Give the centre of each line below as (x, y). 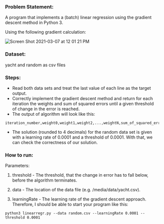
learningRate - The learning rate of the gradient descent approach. (79, 199)
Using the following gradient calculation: (46, 32)
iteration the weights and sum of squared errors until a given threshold (83, 103)
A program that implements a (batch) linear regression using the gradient (78, 18)
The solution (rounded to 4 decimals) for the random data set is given (82, 132)
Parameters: (17, 166)
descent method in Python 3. (34, 22)
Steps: (13, 78)
